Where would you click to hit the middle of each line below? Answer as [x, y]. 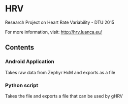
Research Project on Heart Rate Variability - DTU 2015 [60, 22]
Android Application [30, 61]
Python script [22, 85]
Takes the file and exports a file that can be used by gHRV [64, 96]
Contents [20, 48]
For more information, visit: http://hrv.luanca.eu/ [54, 32]
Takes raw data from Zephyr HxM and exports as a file [60, 72]
